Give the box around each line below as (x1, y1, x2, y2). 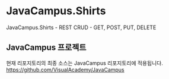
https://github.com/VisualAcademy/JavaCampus (6, 66, 125, 73)
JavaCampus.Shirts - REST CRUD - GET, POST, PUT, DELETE (6, 24, 157, 31)
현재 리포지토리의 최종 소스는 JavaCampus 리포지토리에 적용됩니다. (6, 59, 163, 67)
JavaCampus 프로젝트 (6, 43, 87, 53)
